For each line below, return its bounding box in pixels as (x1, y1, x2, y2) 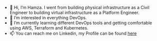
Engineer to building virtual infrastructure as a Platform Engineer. (9, 10, 140, 15)
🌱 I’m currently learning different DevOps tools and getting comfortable (9, 20, 152, 26)
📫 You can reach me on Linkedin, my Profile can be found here (9, 30, 137, 36)
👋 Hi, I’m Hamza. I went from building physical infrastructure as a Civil (9, 5, 150, 10)
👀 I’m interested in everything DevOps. (9, 15, 87, 20)
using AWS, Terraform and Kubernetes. (9, 25, 88, 31)
